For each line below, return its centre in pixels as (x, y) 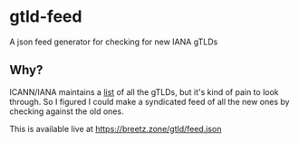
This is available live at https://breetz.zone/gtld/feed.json (116, 129)
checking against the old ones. (67, 111)
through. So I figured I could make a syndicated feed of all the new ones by (149, 101)
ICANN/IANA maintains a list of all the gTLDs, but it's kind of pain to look (144, 91)
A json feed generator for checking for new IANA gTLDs (114, 42)
